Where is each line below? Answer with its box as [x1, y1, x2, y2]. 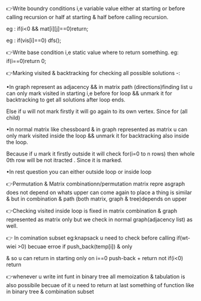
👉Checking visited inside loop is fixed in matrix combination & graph [6, 207, 178, 214]
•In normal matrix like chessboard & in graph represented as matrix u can [6, 126, 188, 133]
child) [6, 114, 20, 121]
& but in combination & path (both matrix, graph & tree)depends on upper [6, 195, 187, 202]
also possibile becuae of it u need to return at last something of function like [6, 282, 194, 288]
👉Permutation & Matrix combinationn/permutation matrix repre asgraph [6, 180, 185, 187]
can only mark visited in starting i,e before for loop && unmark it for [6, 90, 173, 97]
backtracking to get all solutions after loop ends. [6, 96, 126, 103]
